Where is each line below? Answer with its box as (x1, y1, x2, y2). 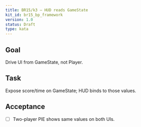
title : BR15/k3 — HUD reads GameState (5, 7, 88, 13)
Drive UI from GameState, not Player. (5, 59, 83, 65)
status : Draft (5, 22, 36, 27)
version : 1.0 (5, 17, 33, 22)
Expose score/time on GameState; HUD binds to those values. (5, 88, 136, 94)
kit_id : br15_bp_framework (5, 12, 63, 17)
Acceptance (5, 102, 45, 111)
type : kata (5, 27, 29, 32)
